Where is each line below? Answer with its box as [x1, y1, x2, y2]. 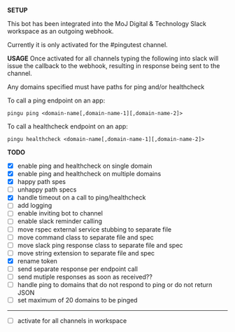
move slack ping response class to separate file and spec [17, 241, 183, 249]
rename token [17, 256, 58, 265]
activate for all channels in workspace [17, 317, 127, 325]
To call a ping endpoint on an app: [7, 96, 106, 105]
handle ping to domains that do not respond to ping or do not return [17, 280, 213, 288]
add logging [17, 201, 52, 210]
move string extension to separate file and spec [17, 248, 155, 257]
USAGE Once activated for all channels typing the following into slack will [7, 54, 219, 62]
